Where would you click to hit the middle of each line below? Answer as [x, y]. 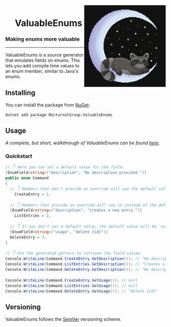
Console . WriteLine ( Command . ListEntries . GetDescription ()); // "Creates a [85, 264]
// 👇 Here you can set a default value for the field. [65, 167]
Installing [20, 93]
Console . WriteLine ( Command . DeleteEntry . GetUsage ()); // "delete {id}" [82, 291]
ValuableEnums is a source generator [45, 55]
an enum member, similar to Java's [42, 71]
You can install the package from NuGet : [48, 105]
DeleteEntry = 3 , [28, 237]
